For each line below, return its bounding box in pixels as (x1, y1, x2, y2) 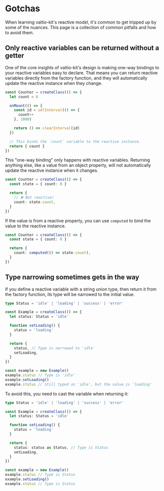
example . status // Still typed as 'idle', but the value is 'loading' (5, 382, 152, 387)
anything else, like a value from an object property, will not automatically (5, 163, 151, 168)
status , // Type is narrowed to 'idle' (14, 346, 95, 351)
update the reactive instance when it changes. (5, 167, 99, 173)
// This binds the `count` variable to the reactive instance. (9, 139, 141, 144)
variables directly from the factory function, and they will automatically (5, 75, 148, 81)
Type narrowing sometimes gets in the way (5, 273, 140, 281)
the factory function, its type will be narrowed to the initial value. (5, 291, 135, 297)
